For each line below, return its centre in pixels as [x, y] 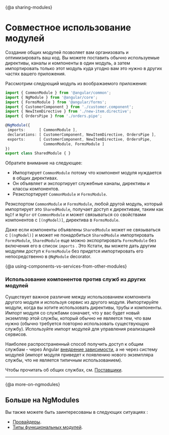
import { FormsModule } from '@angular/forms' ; [56, 102]
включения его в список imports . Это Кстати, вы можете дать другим [81, 246]
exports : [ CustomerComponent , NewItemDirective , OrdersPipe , [79, 139]
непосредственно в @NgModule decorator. [48, 257]
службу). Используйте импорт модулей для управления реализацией [80, 329]
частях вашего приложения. [36, 74]
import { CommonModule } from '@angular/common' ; [58, 93]
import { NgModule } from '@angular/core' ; [52, 97]
